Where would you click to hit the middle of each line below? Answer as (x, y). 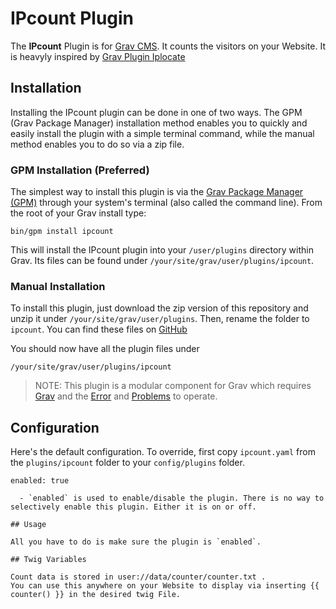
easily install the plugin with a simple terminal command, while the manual (162, 133)
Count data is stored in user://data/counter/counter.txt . (138, 577)
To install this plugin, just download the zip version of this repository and (159, 308)
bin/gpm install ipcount (62, 232)
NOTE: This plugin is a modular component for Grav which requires (173, 386)
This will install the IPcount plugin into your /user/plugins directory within (162, 250)
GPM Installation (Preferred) (80, 170)
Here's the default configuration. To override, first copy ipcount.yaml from (163, 452)
